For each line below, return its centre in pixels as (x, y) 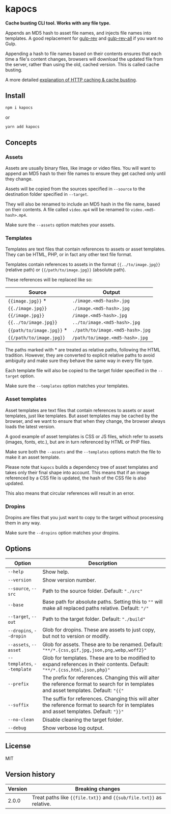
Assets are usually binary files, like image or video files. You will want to (81, 168)
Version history (30, 774)
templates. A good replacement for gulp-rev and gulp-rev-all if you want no (84, 38)
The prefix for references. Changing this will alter (101, 677)
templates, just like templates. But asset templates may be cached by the (82, 416)
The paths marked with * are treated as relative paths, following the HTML (83, 350)
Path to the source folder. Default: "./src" (93, 591)
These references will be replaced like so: (49, 280)
